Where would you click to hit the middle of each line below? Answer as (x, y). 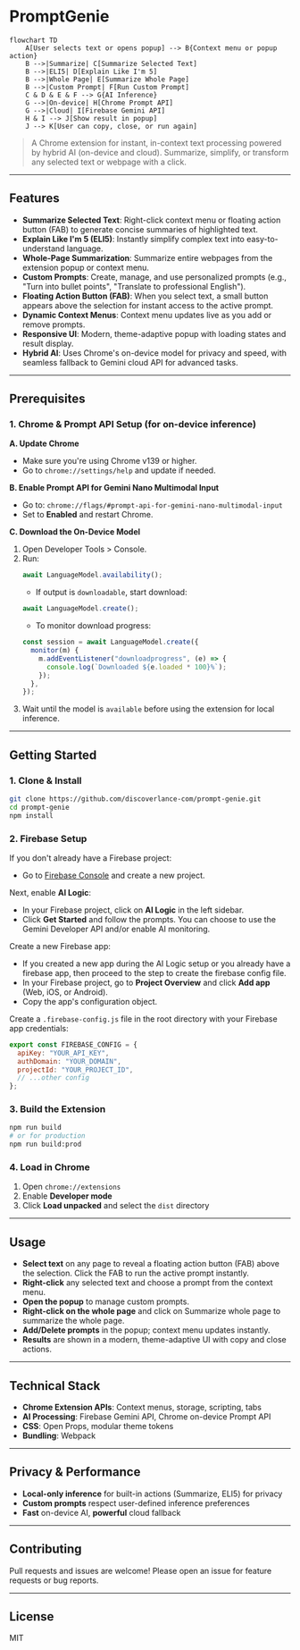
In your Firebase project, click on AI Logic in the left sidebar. (133, 910)
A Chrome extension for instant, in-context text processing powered (156, 143)
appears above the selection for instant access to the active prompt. (148, 305)
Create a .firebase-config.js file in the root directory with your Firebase (144, 1019)
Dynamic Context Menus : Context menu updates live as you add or (147, 315)
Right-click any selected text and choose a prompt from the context (148, 1283)
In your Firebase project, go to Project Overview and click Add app (146, 982)
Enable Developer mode (67, 1196)
